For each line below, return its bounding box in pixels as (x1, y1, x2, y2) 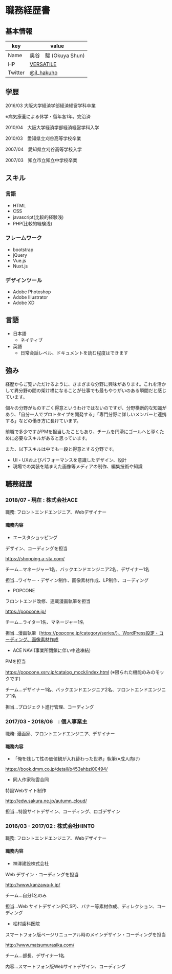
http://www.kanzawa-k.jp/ (5, 881, 60, 888)
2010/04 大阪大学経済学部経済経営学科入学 (5, 124, 99, 130)
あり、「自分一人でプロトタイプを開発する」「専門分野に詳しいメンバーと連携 (5, 411, 167, 417)
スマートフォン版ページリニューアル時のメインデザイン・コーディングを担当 (5, 931, 166, 937)
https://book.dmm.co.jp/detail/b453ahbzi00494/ (5, 766, 108, 772)
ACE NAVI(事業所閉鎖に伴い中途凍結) (12, 647, 91, 653)
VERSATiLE (29, 61, 57, 67)
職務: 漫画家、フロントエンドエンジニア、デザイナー (5, 730, 115, 736)
